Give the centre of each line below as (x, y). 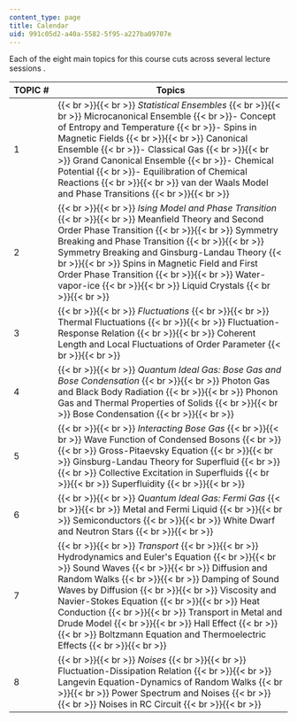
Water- (251, 275)
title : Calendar (39, 26)
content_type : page (45, 17)
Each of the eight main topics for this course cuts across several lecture (140, 59)
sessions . (27, 68)
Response (78, 333)
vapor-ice (78, 286)
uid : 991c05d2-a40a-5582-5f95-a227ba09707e (91, 34)
